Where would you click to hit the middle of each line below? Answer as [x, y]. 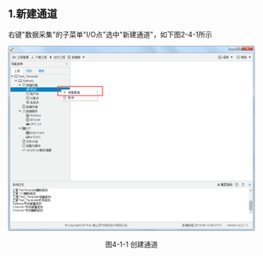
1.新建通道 [33, 14]
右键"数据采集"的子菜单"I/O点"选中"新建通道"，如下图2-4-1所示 [110, 34]
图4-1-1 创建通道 [131, 244]
